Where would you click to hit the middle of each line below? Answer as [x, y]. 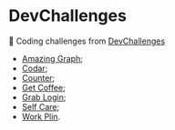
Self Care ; [41, 106]
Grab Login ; [44, 97]
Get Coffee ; [43, 87]
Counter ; [38, 77]
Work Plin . [41, 116]
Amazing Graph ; [52, 58]
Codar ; [35, 68]
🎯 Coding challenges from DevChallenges [87, 41]
